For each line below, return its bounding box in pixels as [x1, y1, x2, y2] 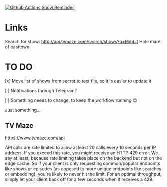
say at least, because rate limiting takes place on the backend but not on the [5, 155, 162, 161]
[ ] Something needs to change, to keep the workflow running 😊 [5, 97, 138, 103]
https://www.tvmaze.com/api [5, 135, 65, 141]
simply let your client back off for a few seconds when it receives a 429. [5, 176, 154, 182]
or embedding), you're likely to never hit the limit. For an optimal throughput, [5, 171, 162, 177]
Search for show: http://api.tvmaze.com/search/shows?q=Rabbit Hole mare [5, 38, 161, 44]
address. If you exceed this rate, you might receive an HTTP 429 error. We [5, 150, 158, 156]
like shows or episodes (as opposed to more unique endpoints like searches [5, 165, 162, 172]
